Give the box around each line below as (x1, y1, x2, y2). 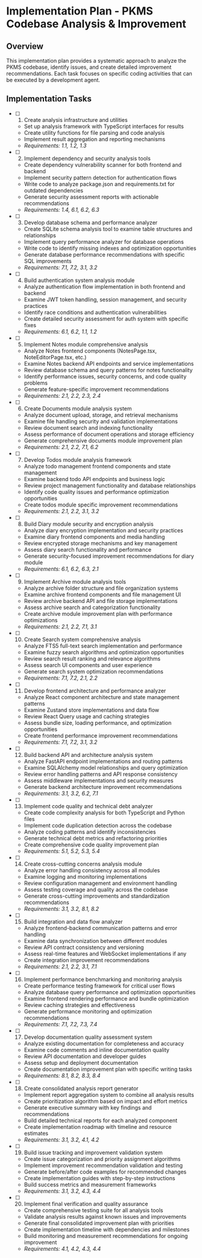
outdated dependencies (24, 187, 83, 194)
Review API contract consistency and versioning (24, 943, 144, 951)
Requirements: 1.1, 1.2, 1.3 (24, 142, 87, 149)
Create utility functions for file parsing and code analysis (24, 129, 165, 136)
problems (24, 379, 48, 386)
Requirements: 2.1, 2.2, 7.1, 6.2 (24, 443, 98, 450)
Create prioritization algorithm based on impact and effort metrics (24, 1097, 188, 1105)
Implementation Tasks (6, 94, 92, 104)
